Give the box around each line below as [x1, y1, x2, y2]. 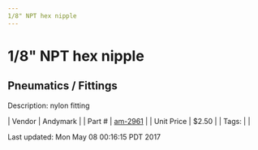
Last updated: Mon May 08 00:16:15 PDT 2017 [7, 131, 161, 142]
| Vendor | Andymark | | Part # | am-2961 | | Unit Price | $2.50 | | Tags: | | [7, 116, 251, 126]
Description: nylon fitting [7, 101, 90, 110]
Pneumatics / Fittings [7, 79, 118, 93]
